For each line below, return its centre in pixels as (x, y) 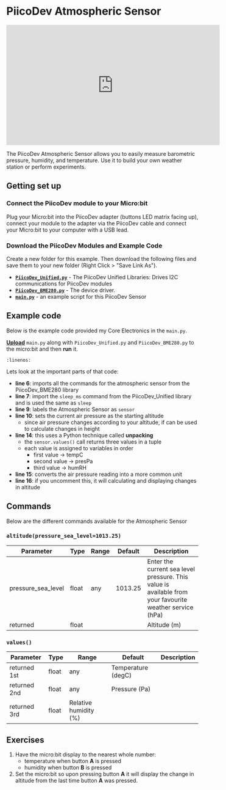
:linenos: (19, 360)
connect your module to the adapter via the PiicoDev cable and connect (97, 223)
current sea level (171, 569)
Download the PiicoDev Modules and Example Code (84, 246)
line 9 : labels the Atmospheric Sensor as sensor (75, 409)
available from (167, 592)
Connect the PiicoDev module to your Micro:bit (77, 203)
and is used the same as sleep (53, 403)
